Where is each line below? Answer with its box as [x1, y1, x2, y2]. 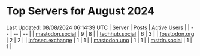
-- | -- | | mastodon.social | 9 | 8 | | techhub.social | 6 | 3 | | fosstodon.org [13, 30, 195, 37]
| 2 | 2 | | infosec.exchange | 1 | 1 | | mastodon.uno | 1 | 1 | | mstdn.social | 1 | [6, 36, 193, 43]
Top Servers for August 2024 [6, 4, 154, 18]
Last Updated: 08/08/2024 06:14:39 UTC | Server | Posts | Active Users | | [6, 24, 190, 31]
